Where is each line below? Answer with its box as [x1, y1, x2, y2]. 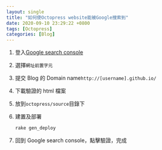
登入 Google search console [14, 49, 83, 56]
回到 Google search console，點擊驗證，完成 [14, 137, 127, 144]
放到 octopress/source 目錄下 [14, 100, 86, 108]
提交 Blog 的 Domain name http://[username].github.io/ [14, 74, 157, 82]
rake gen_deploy [14, 125, 56, 131]
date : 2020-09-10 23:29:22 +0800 [6, 20, 90, 26]
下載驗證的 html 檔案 [14, 87, 66, 94]
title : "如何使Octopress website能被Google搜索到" [6, 15, 129, 21]
